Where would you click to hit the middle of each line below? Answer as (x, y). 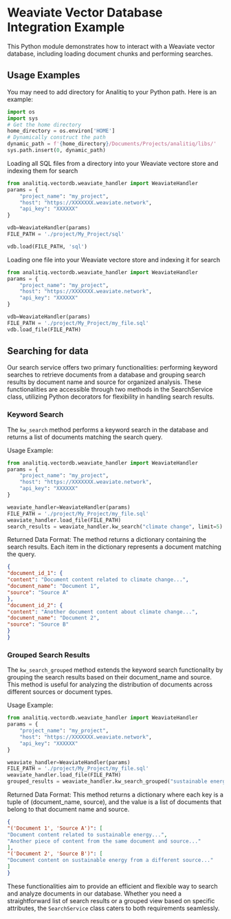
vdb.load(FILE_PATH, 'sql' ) (47, 246)
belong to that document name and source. (68, 810)
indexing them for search (43, 171)
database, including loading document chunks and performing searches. (110, 54)
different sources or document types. (60, 692)
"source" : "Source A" (38, 592)
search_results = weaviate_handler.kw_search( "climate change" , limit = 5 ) (115, 527)
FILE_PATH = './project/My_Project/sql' (66, 234)
